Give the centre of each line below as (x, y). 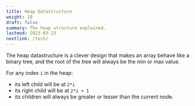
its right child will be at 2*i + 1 (52, 90)
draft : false (22, 22)
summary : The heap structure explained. (56, 28)
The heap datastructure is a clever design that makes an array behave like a (98, 55)
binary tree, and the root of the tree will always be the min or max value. (93, 61)
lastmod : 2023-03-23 (31, 33)
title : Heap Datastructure (39, 11)
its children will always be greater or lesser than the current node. (94, 97)
